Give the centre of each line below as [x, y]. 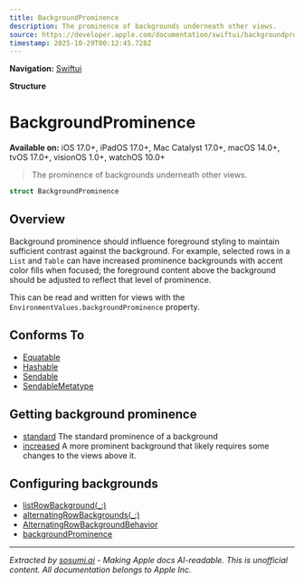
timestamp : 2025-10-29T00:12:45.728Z [81, 43]
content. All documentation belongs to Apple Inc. [100, 570]
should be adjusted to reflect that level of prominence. [110, 279]
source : [24, 34]
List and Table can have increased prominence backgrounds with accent [146, 260]
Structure [28, 86]
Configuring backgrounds [84, 483]
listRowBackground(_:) [64, 505]
